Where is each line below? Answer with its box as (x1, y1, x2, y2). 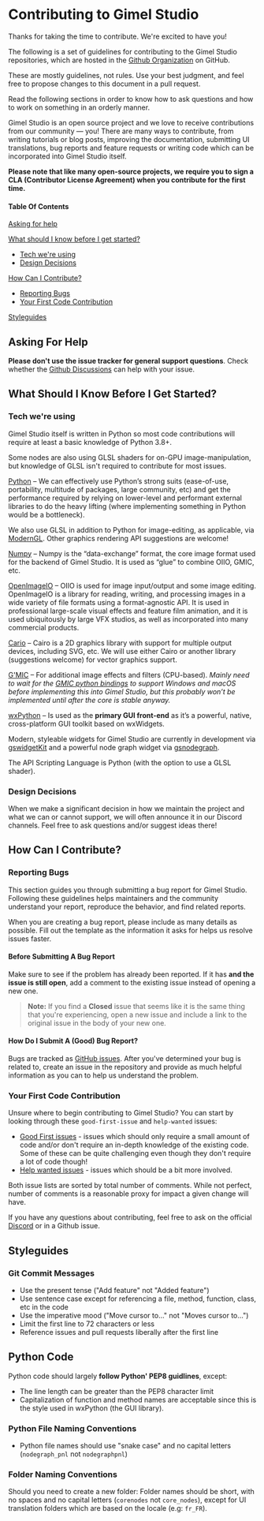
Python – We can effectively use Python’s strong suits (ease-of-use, (8, 476, 229, 486)
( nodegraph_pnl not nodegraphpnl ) (19, 1449, 128, 1459)
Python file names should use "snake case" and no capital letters (19, 1441, 231, 1451)
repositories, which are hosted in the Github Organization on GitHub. (8, 55, 231, 65)
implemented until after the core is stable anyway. (8, 695, 171, 704)
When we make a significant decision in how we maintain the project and (8, 803, 245, 813)
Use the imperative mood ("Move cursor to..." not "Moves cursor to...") (19, 1311, 249, 1321)
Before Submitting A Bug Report (8, 952, 116, 962)
